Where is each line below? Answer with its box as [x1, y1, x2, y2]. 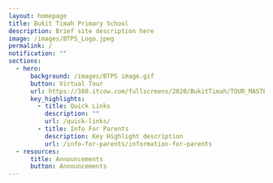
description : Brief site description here [8, 27, 154, 35]
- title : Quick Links [37, 102, 111, 110]
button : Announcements [29, 163, 107, 171]
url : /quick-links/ [44, 117, 111, 126]
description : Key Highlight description [44, 132, 184, 140]
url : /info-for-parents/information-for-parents [44, 139, 213, 148]
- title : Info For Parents [37, 125, 129, 133]
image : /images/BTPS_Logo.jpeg [8, 34, 115, 43]
